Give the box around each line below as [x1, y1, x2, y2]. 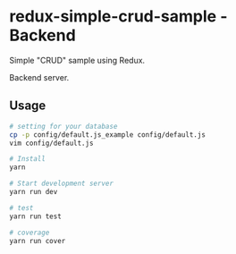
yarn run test [9, 212, 63, 221]
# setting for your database [9, 122, 118, 131]
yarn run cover [9, 236, 66, 245]
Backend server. [9, 72, 70, 82]
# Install [9, 155, 46, 164]
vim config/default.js [9, 139, 94, 148]
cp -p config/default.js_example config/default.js [9, 130, 206, 140]
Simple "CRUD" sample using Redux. [9, 55, 146, 65]
